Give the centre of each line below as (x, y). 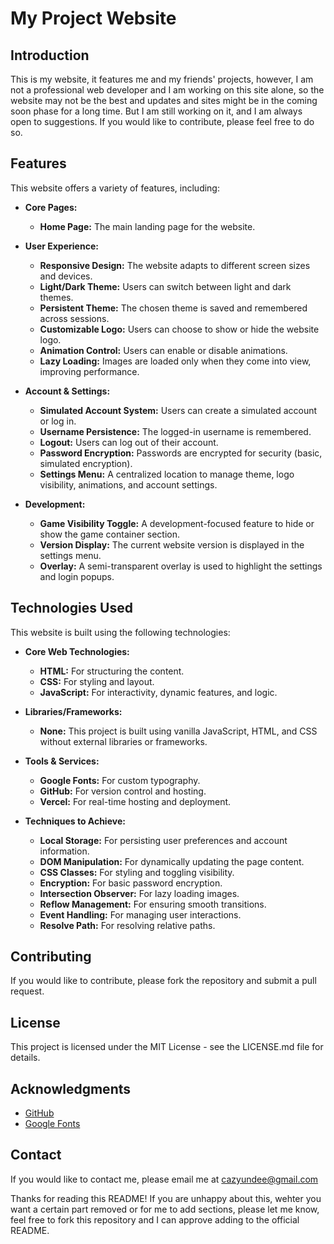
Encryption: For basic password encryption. (131, 883)
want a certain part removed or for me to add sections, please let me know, (165, 1209)
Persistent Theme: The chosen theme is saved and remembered (173, 308)
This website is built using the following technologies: (120, 632)
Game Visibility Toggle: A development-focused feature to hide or (177, 523)
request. (27, 991)
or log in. (58, 421)
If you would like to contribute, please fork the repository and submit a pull (163, 981)
